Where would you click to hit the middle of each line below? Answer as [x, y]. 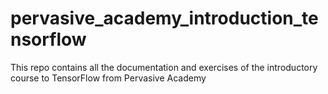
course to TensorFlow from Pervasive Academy [108, 78]
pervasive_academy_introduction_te [164, 18]
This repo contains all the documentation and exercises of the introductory [164, 67]
